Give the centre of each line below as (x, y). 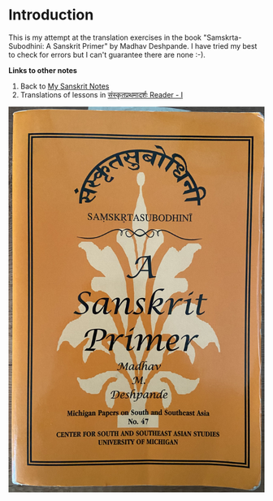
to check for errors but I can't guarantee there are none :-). (107, 54)
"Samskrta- (222, 37)
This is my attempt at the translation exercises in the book (105, 37)
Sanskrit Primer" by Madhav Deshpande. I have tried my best (155, 45)
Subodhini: (26, 45)
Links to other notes (43, 70)
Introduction (51, 15)
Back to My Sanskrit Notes (65, 86)
